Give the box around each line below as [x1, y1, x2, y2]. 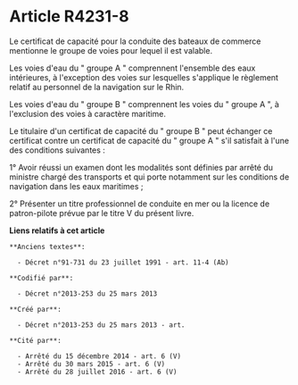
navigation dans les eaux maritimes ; [9, 180, 145, 191]
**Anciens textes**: [9, 242, 87, 251]
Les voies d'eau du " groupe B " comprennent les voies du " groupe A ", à [9, 98, 279, 109]
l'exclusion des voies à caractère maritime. [9, 108, 167, 119]
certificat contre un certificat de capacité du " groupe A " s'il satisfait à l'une [9, 135, 290, 146]
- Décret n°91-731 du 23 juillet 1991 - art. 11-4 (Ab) [17, 257, 229, 267]
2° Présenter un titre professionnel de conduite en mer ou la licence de [9, 198, 270, 209]
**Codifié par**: [9, 273, 74, 282]
